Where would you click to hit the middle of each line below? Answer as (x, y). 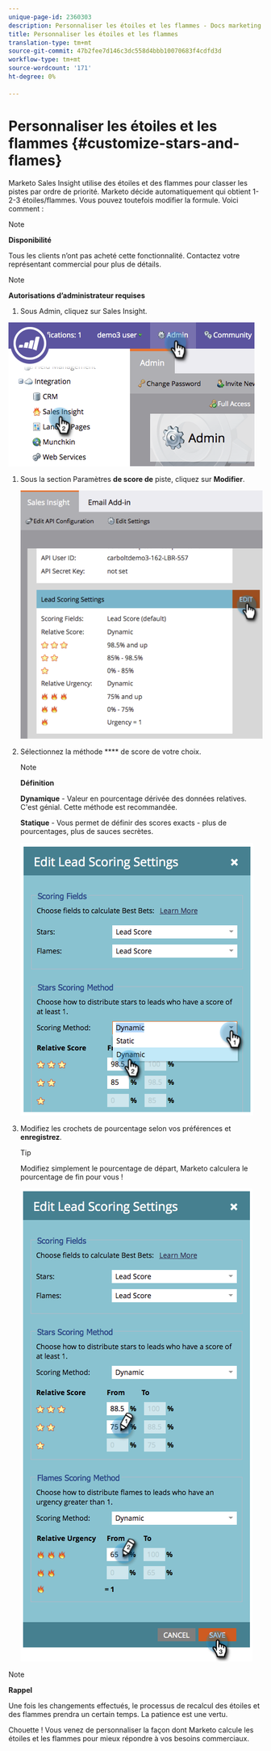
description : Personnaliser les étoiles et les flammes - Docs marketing (135, 25)
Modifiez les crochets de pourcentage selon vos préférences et (125, 1128)
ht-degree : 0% (32, 77)
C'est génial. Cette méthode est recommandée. (98, 806)
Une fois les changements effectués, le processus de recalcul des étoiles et (134, 1705)
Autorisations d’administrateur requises (77, 295)
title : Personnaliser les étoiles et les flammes (94, 34)
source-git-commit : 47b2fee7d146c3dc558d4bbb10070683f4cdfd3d (115, 51)
